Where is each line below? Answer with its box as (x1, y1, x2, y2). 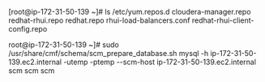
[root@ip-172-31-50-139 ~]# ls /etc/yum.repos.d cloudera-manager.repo (8, 7, 251, 16)
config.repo (8, 24, 48, 33)
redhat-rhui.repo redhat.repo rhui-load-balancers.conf (8, 15, 190, 25)
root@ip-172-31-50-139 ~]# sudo (8, 40, 119, 50)
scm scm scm (8, 66, 55, 76)
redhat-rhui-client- (191, 15, 254, 25)
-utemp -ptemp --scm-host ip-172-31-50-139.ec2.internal (63, 57, 257, 67)
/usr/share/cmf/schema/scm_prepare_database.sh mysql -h (8, 49, 209, 58)
